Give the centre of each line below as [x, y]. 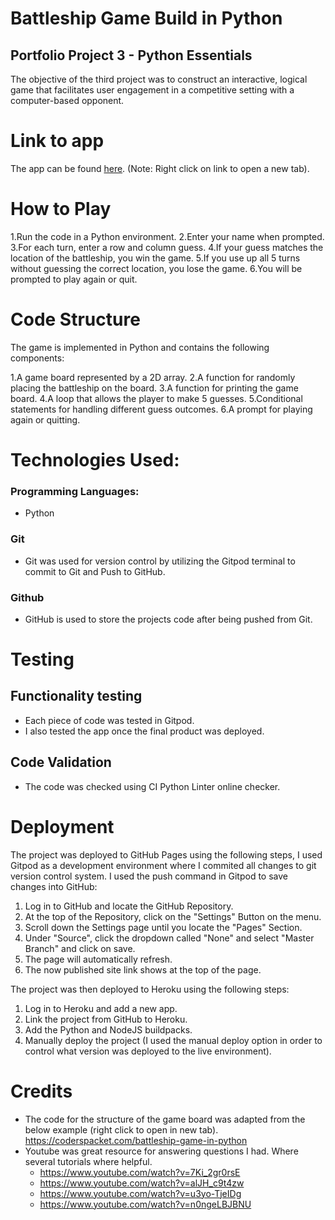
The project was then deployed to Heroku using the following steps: [150, 989]
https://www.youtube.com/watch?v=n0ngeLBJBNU [145, 1204]
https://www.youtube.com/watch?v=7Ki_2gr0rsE [140, 1172]
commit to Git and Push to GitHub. [95, 571]
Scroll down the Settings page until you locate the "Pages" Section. [163, 927]
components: [37, 358]
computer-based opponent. [67, 100]
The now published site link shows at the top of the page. [143, 969]
